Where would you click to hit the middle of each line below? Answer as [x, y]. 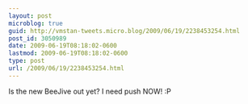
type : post [27, 61]
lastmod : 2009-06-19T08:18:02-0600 [68, 53]
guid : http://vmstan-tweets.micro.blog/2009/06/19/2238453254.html [124, 31]
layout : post [30, 16]
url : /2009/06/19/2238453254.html [67, 69]
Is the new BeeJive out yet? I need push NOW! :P [90, 91]
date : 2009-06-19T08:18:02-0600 [63, 46]
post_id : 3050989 [38, 38]
